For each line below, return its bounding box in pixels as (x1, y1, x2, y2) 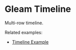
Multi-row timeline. (4, 20, 43, 26)
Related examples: (4, 29, 43, 35)
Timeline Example (11, 39, 49, 45)
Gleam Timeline (4, 3, 71, 15)
